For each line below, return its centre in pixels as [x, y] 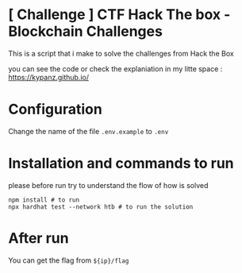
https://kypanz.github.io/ [49, 77]
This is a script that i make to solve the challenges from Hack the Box [121, 53]
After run [38, 238]
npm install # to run [44, 200]
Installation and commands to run [121, 163]
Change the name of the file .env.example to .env [88, 131]
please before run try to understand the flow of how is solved [108, 185]
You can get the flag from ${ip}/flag [69, 260]
